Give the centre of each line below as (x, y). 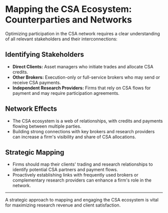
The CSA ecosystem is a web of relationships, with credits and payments (87, 121)
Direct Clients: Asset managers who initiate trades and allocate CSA (83, 66)
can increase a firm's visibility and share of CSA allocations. (74, 137)
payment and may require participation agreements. (66, 93)
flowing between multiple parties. (47, 126)
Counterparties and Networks (69, 20)
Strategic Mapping (35, 152)
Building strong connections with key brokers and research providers (83, 131)
